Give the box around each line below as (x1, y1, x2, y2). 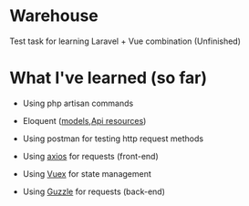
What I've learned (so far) (9, 67, 208, 88)
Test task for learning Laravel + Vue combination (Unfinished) (9, 36, 242, 46)
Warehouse (9, 5, 99, 26)
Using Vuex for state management (22, 168, 152, 179)
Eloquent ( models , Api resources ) (22, 115, 147, 126)
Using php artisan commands (22, 98, 134, 108)
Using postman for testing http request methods (22, 133, 203, 144)
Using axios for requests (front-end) (22, 150, 160, 161)
